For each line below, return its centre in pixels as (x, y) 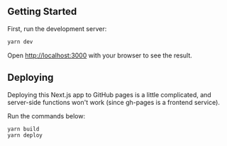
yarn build (23, 129)
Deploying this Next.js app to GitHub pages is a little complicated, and (109, 94)
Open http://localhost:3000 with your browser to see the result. (100, 55)
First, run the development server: (57, 28)
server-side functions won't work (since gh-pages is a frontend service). (113, 102)
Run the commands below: (46, 116)
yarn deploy (25, 135)
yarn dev (20, 42)
